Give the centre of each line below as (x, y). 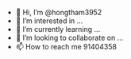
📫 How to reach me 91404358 (66, 47)
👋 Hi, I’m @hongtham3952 (59, 12)
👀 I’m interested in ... (49, 21)
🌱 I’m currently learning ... (58, 29)
